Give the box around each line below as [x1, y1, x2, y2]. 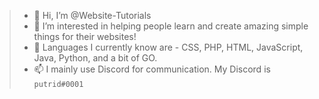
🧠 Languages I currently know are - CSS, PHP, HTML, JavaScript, [33, 41, 304, 53]
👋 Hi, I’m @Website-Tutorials [33, 10, 152, 21]
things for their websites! [33, 31, 137, 42]
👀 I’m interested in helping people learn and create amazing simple [33, 20, 309, 32]
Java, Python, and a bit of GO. [33, 52, 158, 64]
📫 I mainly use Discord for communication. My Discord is [33, 63, 271, 75]
